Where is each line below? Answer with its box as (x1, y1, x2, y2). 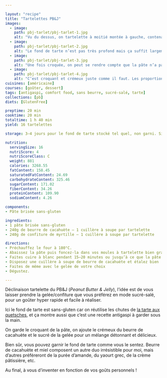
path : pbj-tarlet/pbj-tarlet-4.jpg (14, 72, 88, 77)
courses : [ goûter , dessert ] (5, 85, 64, 90)
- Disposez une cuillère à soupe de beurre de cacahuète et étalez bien (5, 259, 159, 264)
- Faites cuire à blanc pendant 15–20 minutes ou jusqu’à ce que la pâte (5, 255, 162, 260)
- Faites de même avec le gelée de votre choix (5, 264, 106, 269)
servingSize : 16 (9, 145, 43, 150)
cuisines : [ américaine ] (5, 81, 55, 86)
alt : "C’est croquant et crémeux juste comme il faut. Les (14, 76, 139, 81)
